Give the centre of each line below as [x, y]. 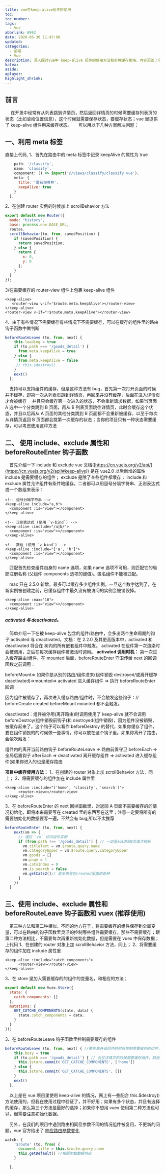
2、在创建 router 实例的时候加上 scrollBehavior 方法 [57, 206]
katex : [12, 65]
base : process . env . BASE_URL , [39, 225]
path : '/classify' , [34, 164]
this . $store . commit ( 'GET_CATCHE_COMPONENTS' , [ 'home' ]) [76, 1062]
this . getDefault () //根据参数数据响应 [55, 1154]
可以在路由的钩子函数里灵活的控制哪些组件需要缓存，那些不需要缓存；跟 [87, 932]
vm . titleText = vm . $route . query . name [61, 846]
